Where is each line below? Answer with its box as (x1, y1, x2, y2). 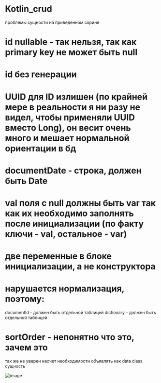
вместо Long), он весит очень (5, 122, 132, 133)
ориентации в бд (5, 143, 76, 154)
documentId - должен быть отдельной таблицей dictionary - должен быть (5, 310, 156, 315)
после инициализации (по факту (5, 218, 144, 229)
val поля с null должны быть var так (5, 198, 156, 208)
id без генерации (5, 69, 77, 80)
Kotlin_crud (5, 3, 52, 15)
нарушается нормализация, (5, 283, 125, 294)
